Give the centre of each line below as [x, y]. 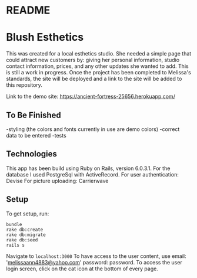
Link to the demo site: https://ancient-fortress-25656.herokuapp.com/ [91, 97]
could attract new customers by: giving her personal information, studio [93, 60]
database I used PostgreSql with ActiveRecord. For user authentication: [93, 174]
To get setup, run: [28, 214]
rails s [16, 245]
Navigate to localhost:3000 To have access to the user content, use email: [96, 256]
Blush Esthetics [45, 37]
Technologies [32, 154]
